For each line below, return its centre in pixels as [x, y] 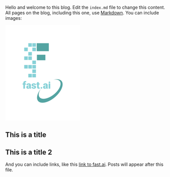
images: [13, 18]
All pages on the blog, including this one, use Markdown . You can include [82, 13]
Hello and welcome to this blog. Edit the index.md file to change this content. [85, 7]
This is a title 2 [29, 152]
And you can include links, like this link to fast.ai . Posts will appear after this [84, 164]
